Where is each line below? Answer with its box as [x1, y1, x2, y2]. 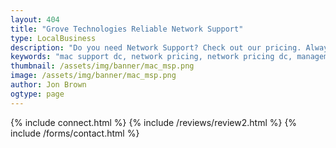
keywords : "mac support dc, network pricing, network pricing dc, [10, 52, 293, 62]
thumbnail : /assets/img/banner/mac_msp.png [10, 61, 195, 71]
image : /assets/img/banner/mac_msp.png [10, 71, 177, 81]
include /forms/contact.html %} [10, 127, 140, 139]
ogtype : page [10, 89, 65, 99]
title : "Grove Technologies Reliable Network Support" [10, 24, 244, 34]
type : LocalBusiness [10, 33, 97, 43]
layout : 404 [10, 14, 60, 25]
